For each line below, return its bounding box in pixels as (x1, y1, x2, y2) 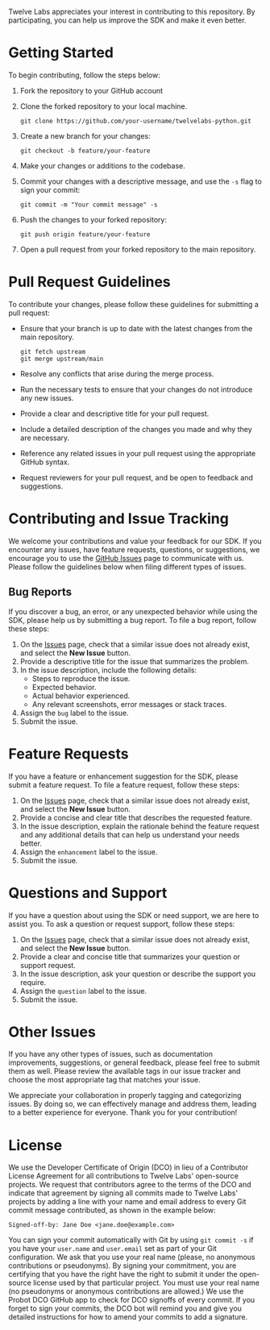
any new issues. (19, 393, 74, 402)
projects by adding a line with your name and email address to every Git (8, 1197, 247, 1207)
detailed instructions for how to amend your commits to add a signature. (8, 1312, 248, 1322)
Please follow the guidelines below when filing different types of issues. (8, 562, 247, 571)
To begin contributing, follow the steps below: (8, 70, 160, 80)
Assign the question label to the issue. (19, 986, 147, 995)
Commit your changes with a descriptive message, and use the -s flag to (19, 177, 262, 186)
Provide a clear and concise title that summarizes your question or (19, 951, 240, 962)
